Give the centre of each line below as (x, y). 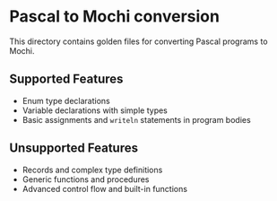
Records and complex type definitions (92, 170)
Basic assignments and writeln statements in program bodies (136, 119)
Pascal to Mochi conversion (114, 17)
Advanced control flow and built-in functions (105, 188)
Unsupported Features (74, 149)
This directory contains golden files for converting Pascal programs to (138, 41)
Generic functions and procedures (86, 179)
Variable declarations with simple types (95, 110)
